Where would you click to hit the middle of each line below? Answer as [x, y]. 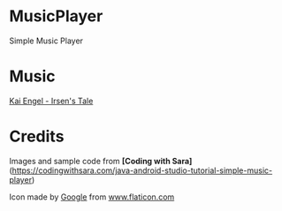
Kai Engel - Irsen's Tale [51, 101]
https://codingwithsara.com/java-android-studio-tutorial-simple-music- [142, 170]
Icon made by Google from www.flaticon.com [92, 197]
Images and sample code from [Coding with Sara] [101, 161]
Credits [37, 136]
